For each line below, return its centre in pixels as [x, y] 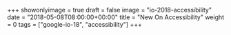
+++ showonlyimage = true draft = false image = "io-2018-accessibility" [110, 10]
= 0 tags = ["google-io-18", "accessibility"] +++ [75, 24]
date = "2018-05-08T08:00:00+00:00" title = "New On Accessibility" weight [116, 17]
